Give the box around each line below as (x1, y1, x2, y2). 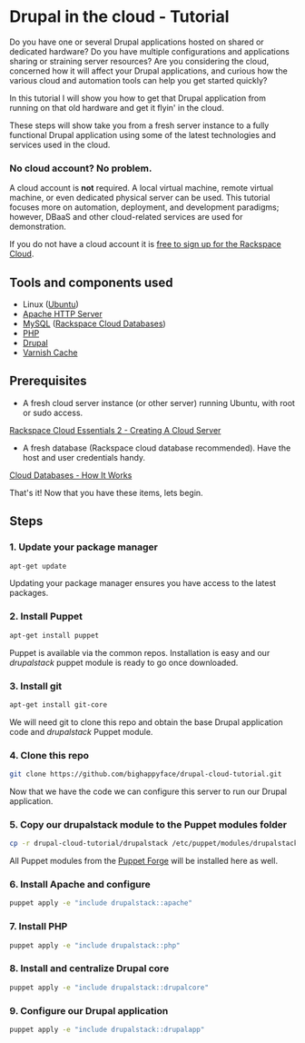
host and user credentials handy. (22, 452, 146, 462)
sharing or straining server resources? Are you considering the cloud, (9, 55, 270, 66)
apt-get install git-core (9, 700, 107, 710)
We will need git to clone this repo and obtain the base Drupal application (9, 716, 283, 728)
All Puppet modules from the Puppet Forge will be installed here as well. (9, 856, 279, 867)
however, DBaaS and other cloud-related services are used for (9, 212, 243, 223)
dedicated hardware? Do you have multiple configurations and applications (9, 45, 290, 56)
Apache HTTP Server (22, 309, 103, 320)
